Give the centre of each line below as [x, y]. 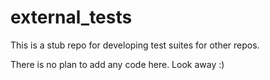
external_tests [71, 17]
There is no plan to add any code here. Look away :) [117, 64]
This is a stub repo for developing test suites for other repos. [135, 45]
